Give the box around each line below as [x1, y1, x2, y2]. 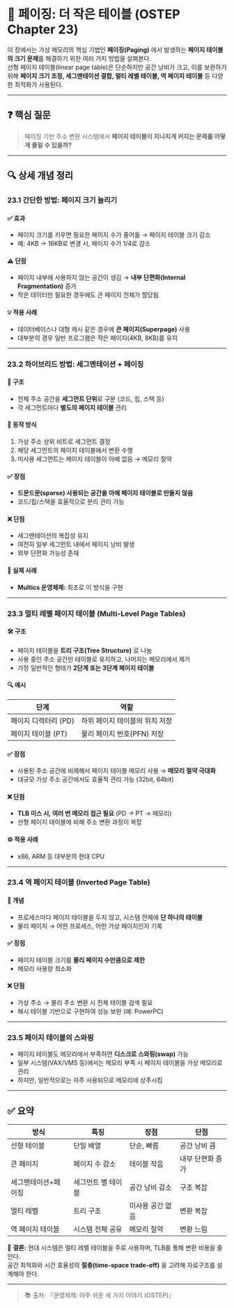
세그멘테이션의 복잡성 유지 [17, 531, 89, 540]
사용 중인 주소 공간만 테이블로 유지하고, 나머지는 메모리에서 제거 [17, 655, 190, 663]
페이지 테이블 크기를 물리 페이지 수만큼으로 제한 [17, 956, 146, 964]
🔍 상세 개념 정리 [7, 170, 74, 182]
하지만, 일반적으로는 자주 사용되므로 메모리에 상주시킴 [17, 1076, 163, 1084]
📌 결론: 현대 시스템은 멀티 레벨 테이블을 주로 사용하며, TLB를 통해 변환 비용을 [7, 1244, 216, 1252]
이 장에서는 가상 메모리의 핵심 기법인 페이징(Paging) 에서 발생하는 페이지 [7, 45, 205, 54]
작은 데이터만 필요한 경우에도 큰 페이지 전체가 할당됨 [17, 290, 159, 299]
